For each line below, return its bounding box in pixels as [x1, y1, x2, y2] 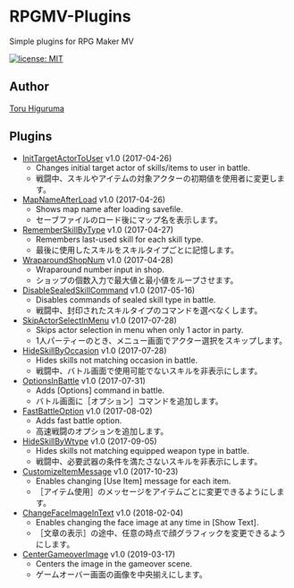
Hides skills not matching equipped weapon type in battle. [35, 445, 250, 456]
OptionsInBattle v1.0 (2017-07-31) [21, 375, 146, 386]
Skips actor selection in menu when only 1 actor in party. [35, 324, 244, 335]
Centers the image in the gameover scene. [35, 558, 193, 569]
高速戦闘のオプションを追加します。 [35, 425, 169, 436]
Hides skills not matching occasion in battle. [35, 354, 198, 365]
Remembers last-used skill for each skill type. [35, 234, 204, 244]
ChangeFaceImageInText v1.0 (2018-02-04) [21, 507, 184, 518]
